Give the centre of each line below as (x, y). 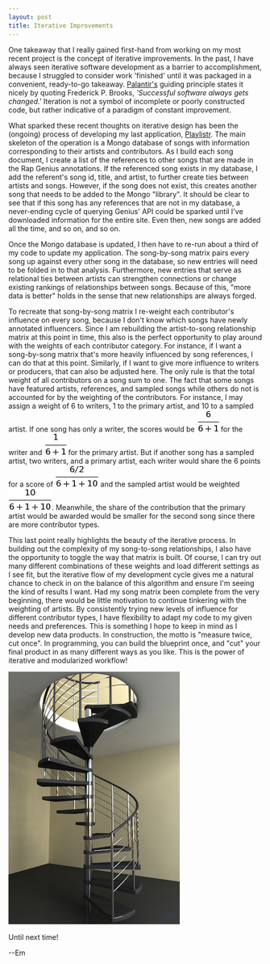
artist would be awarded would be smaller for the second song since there (132, 516)
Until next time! (33, 937)
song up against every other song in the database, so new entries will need (133, 261)
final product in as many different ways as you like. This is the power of (127, 651)
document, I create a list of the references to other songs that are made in (131, 160)
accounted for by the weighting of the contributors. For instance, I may (126, 397)
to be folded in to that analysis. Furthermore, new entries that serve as (125, 270)
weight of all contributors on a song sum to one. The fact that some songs (131, 380)
